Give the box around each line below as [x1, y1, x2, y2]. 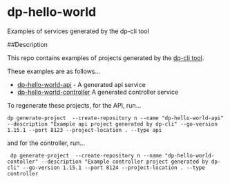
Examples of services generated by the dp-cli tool [7, 27, 150, 35]
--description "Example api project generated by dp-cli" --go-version [7, 120, 218, 128]
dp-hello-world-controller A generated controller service [17, 88, 179, 96]
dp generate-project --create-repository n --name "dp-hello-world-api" [7, 115, 224, 122]
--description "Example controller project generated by [41, 158, 209, 165]
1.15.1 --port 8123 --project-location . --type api [7, 126, 162, 133]
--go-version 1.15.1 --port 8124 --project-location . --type [22, 164, 206, 171]
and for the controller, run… [7, 139, 85, 147]
